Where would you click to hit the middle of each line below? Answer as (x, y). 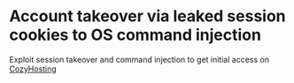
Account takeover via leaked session (147, 16)
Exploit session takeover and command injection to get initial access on (139, 59)
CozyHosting (33, 69)
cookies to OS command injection (135, 35)
